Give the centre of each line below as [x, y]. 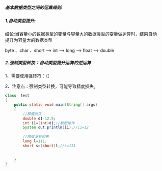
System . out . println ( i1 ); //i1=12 [56, 127]
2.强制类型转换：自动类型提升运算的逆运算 [48, 62]
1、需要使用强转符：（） [29, 76]
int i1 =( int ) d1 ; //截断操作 [49, 123]
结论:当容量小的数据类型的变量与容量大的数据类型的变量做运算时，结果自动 [81, 34]
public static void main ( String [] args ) [56, 105]
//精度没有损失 [36, 137]
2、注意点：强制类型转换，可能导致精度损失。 [52, 86]
